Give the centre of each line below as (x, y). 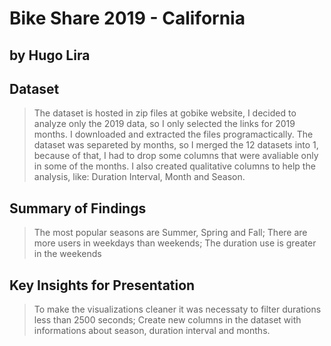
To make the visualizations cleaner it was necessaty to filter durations (177, 309)
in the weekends (67, 254)
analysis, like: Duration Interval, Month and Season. (139, 177)
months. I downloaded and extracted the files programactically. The (173, 134)
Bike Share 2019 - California (127, 18)
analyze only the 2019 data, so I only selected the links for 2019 (164, 124)
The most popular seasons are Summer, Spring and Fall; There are (170, 233)
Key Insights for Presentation (102, 285)
